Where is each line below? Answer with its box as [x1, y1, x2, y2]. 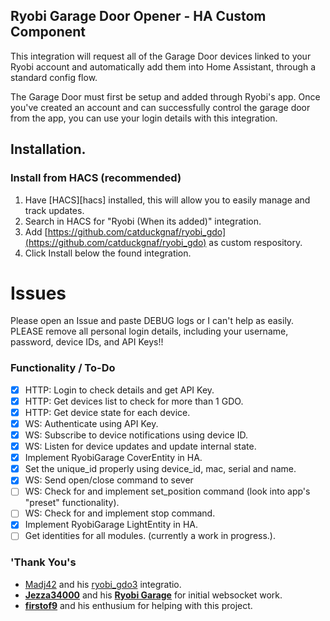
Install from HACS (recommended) [10, 171, 182, 185]
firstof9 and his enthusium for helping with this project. [24, 599, 253, 611]
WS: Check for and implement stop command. [24, 507, 216, 519]
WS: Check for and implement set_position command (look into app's [24, 485, 311, 498]
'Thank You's [10, 555, 77, 569]
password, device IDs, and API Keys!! [10, 336, 164, 348]
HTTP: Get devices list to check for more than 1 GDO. [24, 395, 244, 407]
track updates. [24, 204, 85, 216]
